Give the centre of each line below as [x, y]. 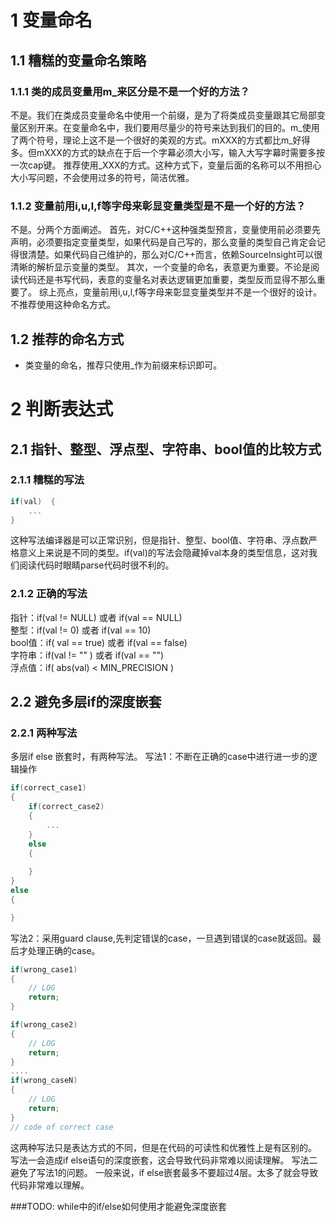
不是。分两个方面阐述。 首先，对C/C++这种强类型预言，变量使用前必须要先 [165, 230]
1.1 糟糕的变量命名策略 [78, 60]
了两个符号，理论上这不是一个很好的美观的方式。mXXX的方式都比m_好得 [160, 140]
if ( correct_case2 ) [66, 807]
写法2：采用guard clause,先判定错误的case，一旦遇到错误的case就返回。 [161, 938]
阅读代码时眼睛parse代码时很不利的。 [96, 565]
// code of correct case [62, 1127]
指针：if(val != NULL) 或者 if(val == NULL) [96, 617]
